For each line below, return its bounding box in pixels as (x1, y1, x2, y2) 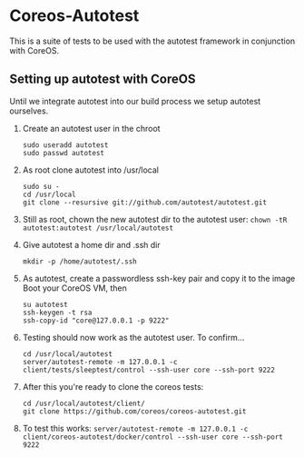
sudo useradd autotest (22, 140, 109, 150)
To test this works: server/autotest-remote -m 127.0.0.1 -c (22, 422, 249, 433)
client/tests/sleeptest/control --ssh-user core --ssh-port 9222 (22, 365, 275, 374)
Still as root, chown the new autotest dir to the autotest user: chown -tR (22, 214, 288, 224)
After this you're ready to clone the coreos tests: (22, 381, 204, 392)
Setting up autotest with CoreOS (9, 72, 196, 87)
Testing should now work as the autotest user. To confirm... (22, 332, 245, 343)
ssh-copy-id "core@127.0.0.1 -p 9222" (22, 315, 170, 325)
